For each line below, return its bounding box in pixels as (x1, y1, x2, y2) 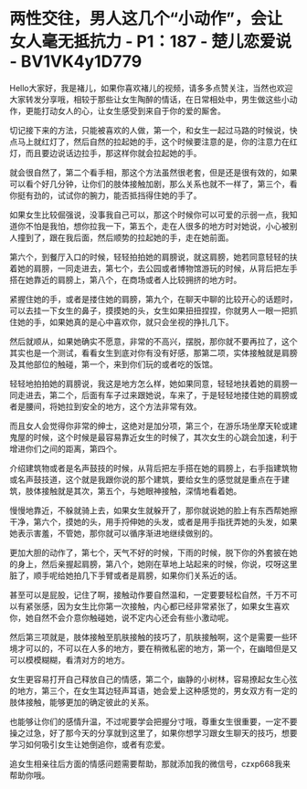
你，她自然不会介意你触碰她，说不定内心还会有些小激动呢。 (9, 612, 234, 623)
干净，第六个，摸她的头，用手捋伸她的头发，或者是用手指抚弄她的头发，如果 (9, 516, 298, 527)
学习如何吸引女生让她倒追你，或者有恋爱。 (9, 739, 170, 750)
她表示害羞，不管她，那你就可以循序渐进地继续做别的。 (9, 527, 217, 539)
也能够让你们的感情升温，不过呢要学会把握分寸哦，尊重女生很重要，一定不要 (9, 716, 298, 727)
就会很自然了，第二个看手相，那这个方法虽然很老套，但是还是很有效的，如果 (9, 166, 298, 178)
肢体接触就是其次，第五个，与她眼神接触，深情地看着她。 (25, 485, 242, 496)
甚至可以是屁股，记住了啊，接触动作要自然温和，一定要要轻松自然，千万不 (9, 589, 290, 600)
